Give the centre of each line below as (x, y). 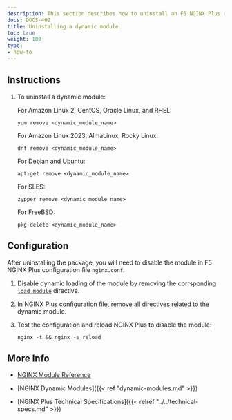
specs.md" (32, 409)
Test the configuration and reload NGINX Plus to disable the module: (114, 325)
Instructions (34, 80)
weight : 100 (24, 39)
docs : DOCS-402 (29, 20)
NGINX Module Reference (54, 375)
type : (15, 46)
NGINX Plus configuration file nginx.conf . (66, 269)
